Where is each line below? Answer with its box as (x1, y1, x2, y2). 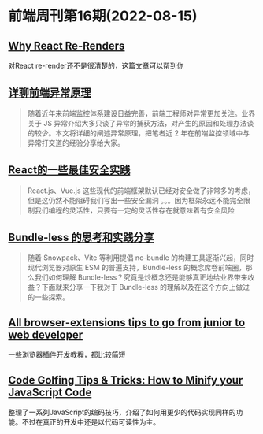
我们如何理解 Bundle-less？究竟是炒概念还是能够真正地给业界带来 (34, 273, 248, 282)
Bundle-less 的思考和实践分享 (8, 231, 154, 244)
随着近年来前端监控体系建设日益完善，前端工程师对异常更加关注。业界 (27, 108, 256, 118)
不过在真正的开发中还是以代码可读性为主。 (21, 417, 160, 427)
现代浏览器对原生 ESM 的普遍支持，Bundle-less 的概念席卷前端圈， (27, 263, 246, 273)
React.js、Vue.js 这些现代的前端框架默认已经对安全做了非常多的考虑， (27, 186, 256, 195)
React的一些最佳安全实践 (8, 163, 131, 177)
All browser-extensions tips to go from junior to (8, 316, 246, 329)
